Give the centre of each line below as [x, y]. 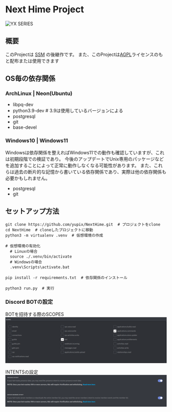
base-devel [25, 127]
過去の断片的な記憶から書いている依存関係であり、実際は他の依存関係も [90, 172]
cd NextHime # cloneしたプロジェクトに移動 [49, 230]
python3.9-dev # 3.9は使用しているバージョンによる [68, 111]
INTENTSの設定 [22, 372]
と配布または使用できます [32, 61]
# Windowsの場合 [26, 262]
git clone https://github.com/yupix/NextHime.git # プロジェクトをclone [83, 224]
